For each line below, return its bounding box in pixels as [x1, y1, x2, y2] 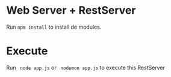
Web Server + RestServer [6, 4, 136, 17]
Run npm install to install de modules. [6, 23, 102, 30]
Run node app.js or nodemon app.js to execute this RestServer [6, 64, 166, 71]
